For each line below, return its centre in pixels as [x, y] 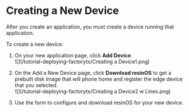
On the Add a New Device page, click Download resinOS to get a [93, 73]
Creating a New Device [63, 11]
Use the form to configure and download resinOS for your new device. [99, 102]
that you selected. [36, 85]
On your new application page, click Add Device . [73, 55]
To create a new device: [35, 44]
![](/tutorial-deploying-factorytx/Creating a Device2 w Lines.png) [92, 91]
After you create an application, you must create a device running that [90, 27]
